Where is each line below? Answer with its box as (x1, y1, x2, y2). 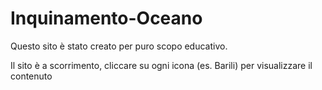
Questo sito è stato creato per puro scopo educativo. (10, 40, 228, 52)
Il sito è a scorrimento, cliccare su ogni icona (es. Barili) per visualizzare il (10, 59, 313, 71)
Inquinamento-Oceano (10, 7, 203, 30)
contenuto (10, 70, 53, 82)
